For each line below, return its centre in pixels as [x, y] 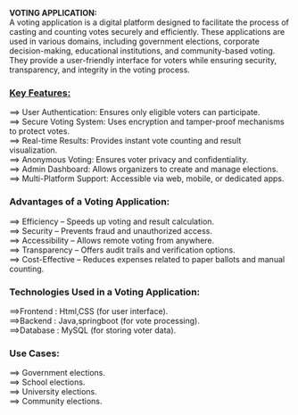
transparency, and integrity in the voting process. [99, 70]
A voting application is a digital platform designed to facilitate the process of [149, 22]
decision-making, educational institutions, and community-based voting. [142, 51]
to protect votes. [39, 131]
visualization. [33, 150]
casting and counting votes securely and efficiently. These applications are [147, 32]
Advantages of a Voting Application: [90, 202]
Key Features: [40, 93]
